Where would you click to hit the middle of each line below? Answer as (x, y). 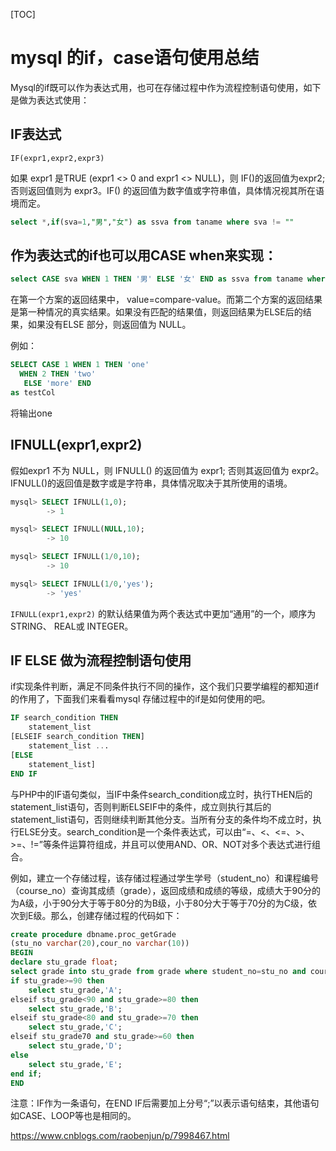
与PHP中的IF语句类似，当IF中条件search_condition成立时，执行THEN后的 (161, 794)
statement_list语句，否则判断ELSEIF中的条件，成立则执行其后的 (141, 806)
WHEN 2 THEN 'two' (58, 374)
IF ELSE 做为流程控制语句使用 (101, 660)
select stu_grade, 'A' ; (75, 990)
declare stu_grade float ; (64, 962)
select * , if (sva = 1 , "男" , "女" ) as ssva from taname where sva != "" (152, 222)
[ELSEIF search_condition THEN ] (77, 737)
